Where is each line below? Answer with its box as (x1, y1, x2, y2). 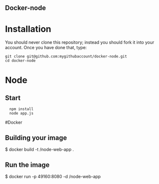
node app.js (9, 111, 34, 116)
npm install (9, 107, 34, 111)
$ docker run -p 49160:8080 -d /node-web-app (5, 173, 101, 179)
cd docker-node (5, 58, 36, 63)
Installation (5, 23, 52, 35)
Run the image (5, 161, 50, 169)
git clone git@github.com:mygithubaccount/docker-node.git (5, 54, 127, 59)
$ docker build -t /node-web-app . (5, 147, 74, 152)
